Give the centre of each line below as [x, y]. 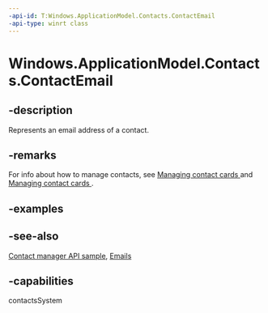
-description [40, 110]
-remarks [32, 155]
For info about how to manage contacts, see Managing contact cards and [131, 175]
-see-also [34, 237]
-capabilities [41, 281]
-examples [36, 208]
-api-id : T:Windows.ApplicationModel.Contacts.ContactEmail [112, 16]
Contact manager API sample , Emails [70, 256]
